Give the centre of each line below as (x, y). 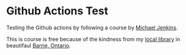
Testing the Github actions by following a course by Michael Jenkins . (92, 27)
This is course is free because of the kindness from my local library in (93, 39)
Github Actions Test (57, 11)
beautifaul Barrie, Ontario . (38, 45)
